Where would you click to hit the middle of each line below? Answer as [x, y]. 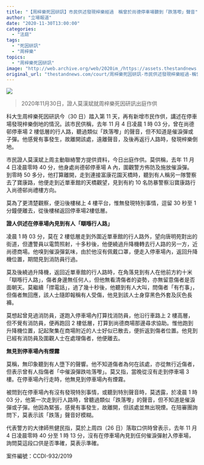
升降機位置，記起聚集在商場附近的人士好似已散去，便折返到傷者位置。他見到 [102, 331]
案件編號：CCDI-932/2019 [39, 456]
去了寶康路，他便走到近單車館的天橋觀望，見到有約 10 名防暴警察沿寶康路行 [101, 182]
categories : [21, 29]
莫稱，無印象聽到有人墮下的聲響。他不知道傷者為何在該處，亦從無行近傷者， [102, 364]
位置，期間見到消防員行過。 [46, 260]
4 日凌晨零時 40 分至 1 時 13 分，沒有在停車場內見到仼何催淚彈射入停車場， [100, 436]
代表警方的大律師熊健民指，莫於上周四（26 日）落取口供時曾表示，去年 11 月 [102, 428]
